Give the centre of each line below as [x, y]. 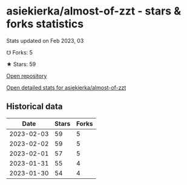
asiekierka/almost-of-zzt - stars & [94, 11]
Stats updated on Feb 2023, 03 [45, 41]
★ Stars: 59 [21, 64]
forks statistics [45, 24]
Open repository [27, 76]
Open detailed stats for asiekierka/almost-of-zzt [66, 87]
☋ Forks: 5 [20, 52]
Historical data [34, 107]
